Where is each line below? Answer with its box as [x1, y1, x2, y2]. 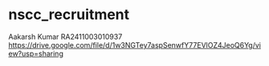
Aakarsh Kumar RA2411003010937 [8, 32, 123, 41]
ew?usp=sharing [8, 49, 64, 58]
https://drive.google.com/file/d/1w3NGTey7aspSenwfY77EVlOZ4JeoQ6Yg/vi [8, 40, 261, 49]
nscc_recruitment [8, 6, 130, 24]
